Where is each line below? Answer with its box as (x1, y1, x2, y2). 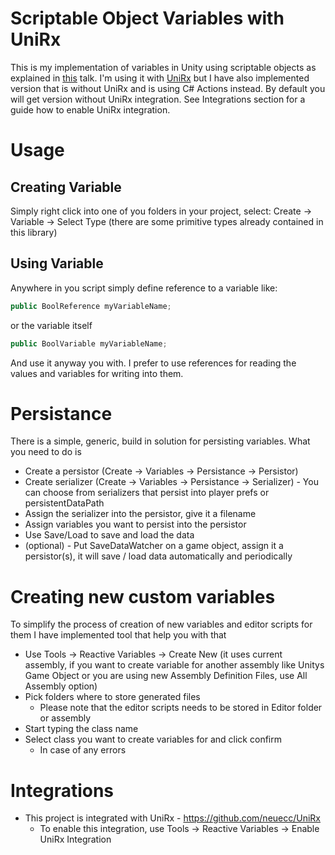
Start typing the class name (24, 723, 139, 735)
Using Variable (10, 255, 104, 272)
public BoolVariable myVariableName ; (10, 338, 168, 349)
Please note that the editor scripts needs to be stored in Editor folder (39, 702, 323, 714)
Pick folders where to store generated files (24, 691, 201, 703)
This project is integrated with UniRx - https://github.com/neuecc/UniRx (24, 812, 322, 824)
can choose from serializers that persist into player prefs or (24, 487, 270, 499)
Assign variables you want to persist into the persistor (24, 518, 247, 531)
